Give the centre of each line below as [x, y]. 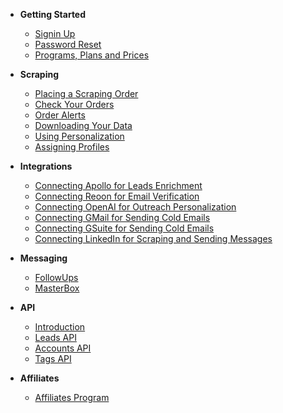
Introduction [60, 327]
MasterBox [57, 288]
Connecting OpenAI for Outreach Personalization [135, 207]
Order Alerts [60, 115]
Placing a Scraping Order [86, 93]
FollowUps [56, 277]
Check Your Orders [74, 104]
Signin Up [55, 33]
